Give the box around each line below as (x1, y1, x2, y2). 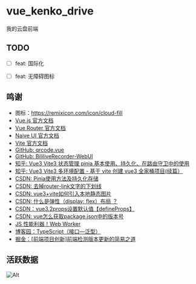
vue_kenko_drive (6, 4, 94, 18)
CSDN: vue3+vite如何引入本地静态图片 (15, 190, 112, 197)
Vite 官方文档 (15, 139, 48, 146)
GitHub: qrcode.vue (15, 146, 65, 153)
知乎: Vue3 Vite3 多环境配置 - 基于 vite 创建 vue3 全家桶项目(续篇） (15, 167, 183, 175)
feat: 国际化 (15, 59, 44, 67)
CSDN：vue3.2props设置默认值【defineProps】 (15, 205, 135, 212)
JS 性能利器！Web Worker (15, 220, 81, 227)
